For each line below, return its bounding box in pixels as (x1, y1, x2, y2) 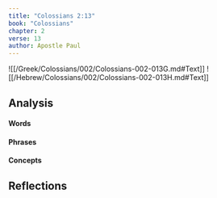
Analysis (8, 96, 54, 110)
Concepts (8, 155, 42, 166)
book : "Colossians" (8, 19, 74, 27)
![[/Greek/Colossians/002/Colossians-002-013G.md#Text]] (8, 64, 206, 74)
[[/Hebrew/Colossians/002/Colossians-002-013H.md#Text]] (8, 73, 210, 82)
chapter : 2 (8, 27, 45, 35)
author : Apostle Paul (8, 42, 81, 50)
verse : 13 (8, 34, 42, 43)
